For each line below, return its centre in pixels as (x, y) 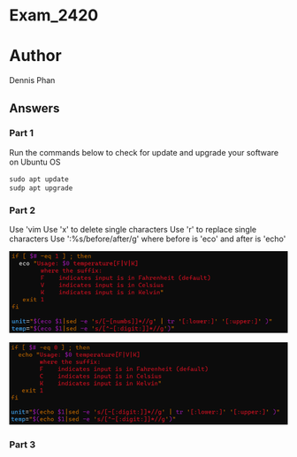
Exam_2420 (54, 15)
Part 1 (21, 133)
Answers (34, 108)
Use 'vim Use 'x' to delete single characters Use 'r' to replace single (133, 230)
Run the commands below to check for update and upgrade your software (144, 152)
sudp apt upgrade (41, 188)
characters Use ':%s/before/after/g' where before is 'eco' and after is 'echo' (148, 239)
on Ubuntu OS (35, 162)
